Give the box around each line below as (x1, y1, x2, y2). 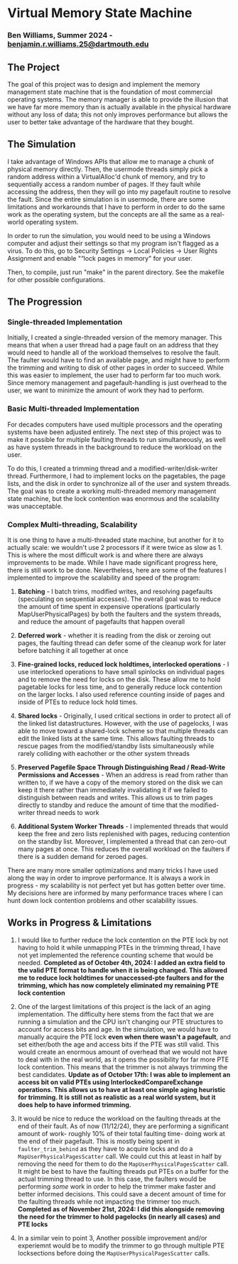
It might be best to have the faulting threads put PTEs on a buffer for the (17, 1167, 229, 1175)
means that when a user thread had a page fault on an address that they (7, 341, 219, 350)
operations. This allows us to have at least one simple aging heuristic (17, 1085, 226, 1093)
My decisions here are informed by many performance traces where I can (7, 889, 223, 897)
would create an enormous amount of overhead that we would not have (17, 1047, 227, 1056)
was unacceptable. (7, 502, 63, 510)
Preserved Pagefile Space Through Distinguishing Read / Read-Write (17, 763, 226, 772)
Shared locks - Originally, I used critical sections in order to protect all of (17, 712, 231, 720)
